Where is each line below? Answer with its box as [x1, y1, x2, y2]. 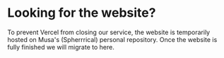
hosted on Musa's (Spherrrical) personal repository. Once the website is [7, 35, 218, 43]
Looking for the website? [7, 5, 156, 21]
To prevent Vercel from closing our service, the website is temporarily [7, 28, 211, 36]
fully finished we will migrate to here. [7, 43, 114, 51]
